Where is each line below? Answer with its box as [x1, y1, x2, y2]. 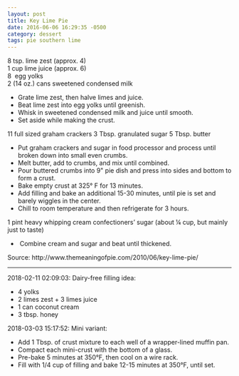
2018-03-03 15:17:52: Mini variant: [7, 324, 108, 332]
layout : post [7, 10, 46, 18]
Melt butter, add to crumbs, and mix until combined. [17, 158, 169, 168]
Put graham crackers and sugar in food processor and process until [17, 143, 216, 152]
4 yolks [17, 288, 40, 296]
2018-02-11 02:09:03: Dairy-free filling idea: [7, 274, 137, 283]
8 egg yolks [7, 72, 44, 81]
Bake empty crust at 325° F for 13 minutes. [17, 181, 144, 190]
